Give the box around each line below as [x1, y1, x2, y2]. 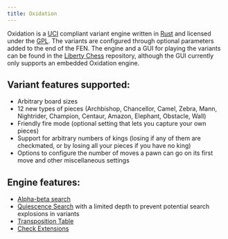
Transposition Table [17, 217, 74, 226]
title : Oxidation [7, 10, 58, 17]
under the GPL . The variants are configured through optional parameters [7, 36, 214, 45]
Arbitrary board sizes [17, 97, 78, 106]
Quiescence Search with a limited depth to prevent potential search [17, 202, 210, 211]
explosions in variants [17, 210, 80, 218]
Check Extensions [17, 224, 69, 233]
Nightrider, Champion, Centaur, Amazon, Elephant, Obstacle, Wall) [17, 112, 207, 120]
